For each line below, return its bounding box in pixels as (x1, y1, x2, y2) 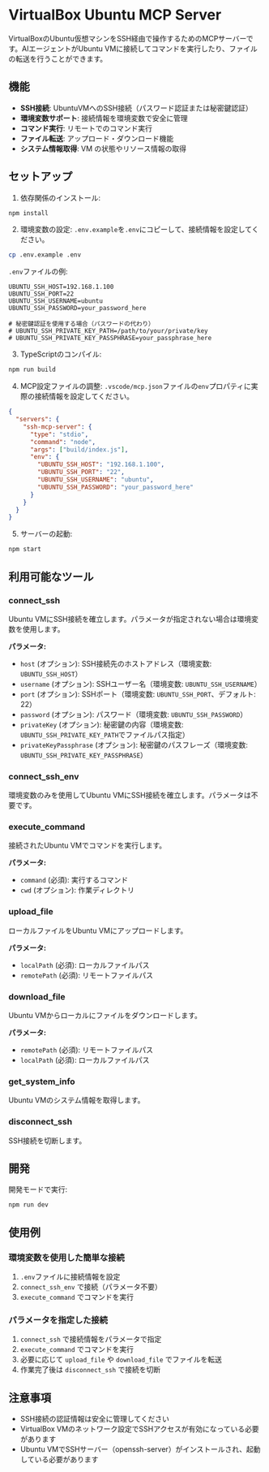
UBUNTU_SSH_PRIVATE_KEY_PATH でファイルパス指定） (19, 729, 190, 740)
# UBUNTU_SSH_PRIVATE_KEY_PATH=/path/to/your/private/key (8, 327, 208, 335)
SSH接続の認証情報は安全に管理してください (19, 1414, 170, 1424)
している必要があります (19, 1455, 99, 1465)
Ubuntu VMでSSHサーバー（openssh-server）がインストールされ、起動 (19, 1444, 261, 1454)
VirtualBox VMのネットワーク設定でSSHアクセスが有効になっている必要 (19, 1424, 259, 1434)
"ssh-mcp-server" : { (23, 422, 92, 431)
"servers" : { (15, 416, 60, 424)
